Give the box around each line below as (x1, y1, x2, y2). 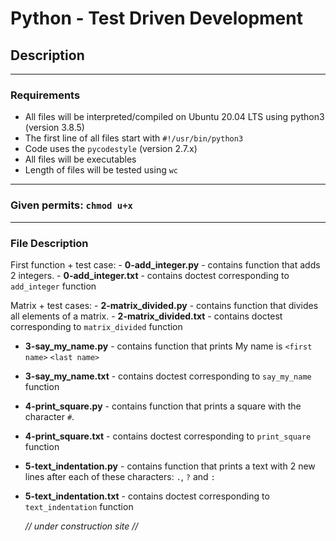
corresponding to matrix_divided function (10, 320, 183, 332)
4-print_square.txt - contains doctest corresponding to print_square (24, 430, 312, 442)
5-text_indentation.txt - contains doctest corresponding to (24, 490, 270, 502)
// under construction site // (24, 520, 139, 532)
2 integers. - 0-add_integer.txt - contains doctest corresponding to (10, 269, 290, 281)
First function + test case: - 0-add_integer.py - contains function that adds (10, 258, 321, 271)
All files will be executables (24, 153, 137, 166)
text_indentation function (24, 500, 134, 512)
